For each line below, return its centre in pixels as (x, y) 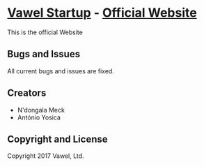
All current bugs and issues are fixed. (61, 71)
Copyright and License (57, 139)
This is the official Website (45, 32)
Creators (27, 93)
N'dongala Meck (41, 110)
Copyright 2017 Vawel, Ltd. (46, 156)
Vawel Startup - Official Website (102, 13)
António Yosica (39, 117)
